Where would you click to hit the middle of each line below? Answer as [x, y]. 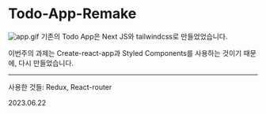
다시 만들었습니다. [46, 63]
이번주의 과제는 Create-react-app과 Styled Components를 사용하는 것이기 [125, 53]
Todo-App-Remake [72, 14]
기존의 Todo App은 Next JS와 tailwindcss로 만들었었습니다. [134, 36]
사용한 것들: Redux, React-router [60, 86]
